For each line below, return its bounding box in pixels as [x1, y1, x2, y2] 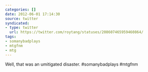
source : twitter [5, 16, 38, 21]
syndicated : [5, 20, 29, 26]
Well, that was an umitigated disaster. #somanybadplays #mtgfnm [5, 61, 138, 67]
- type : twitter [5, 25, 38, 30]
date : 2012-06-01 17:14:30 [5, 12, 60, 17]
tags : [5, 35, 16, 39]
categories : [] [5, 7, 36, 12]
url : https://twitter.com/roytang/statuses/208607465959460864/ [9, 30, 144, 35]
